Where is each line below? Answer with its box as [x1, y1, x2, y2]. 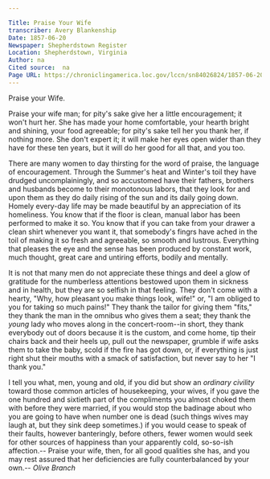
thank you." [8, 362, 47, 371]
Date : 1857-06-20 [8, 34, 67, 42]
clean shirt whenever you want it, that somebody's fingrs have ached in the [8, 227, 258, 236]
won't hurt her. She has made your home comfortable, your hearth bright [8, 117, 250, 127]
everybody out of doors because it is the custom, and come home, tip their [8, 327, 256, 338]
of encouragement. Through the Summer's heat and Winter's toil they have [8, 166, 257, 177]
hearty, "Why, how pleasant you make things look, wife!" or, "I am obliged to [8, 293, 260, 303]
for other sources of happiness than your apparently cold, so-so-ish [8, 437, 234, 447]
